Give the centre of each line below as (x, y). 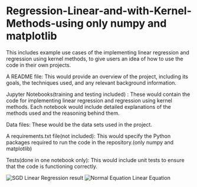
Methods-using (45, 23)
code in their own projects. (39, 65)
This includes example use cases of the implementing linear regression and (98, 52)
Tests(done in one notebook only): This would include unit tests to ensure (95, 160)
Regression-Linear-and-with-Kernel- (99, 11)
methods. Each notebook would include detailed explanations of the (88, 107)
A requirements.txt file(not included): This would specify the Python (88, 136)
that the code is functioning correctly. (52, 166)
